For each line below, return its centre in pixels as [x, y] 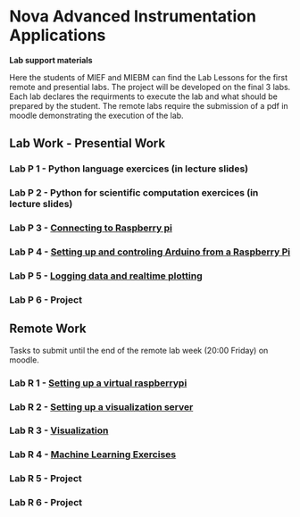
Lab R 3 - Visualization [59, 430]
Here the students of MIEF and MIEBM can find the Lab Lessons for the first [149, 77]
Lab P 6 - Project [46, 299]
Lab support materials [51, 60]
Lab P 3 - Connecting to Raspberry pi [91, 228]
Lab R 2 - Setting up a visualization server [101, 406]
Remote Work [48, 329]
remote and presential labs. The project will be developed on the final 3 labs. [150, 87]
